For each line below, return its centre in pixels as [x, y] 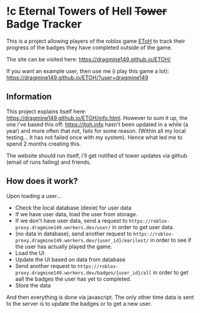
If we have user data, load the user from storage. [76, 214]
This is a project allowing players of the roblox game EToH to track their [96, 41]
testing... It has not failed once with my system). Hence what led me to [95, 137]
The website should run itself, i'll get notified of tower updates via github [97, 155]
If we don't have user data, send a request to [71, 220]
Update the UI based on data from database [70, 259]
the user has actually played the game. [64, 246]
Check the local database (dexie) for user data [73, 208]
